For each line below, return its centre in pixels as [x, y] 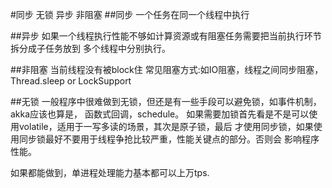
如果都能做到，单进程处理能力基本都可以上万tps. [110, 172]
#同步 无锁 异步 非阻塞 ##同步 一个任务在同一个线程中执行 [130, 14]
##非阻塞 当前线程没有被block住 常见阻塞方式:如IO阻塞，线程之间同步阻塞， [167, 69]
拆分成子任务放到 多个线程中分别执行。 [90, 48]
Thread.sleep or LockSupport [71, 81]
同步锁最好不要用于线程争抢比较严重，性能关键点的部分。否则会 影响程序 [169, 139]
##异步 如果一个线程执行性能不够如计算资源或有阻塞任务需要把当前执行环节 [166, 36]
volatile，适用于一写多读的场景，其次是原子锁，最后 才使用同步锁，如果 [166, 126]
